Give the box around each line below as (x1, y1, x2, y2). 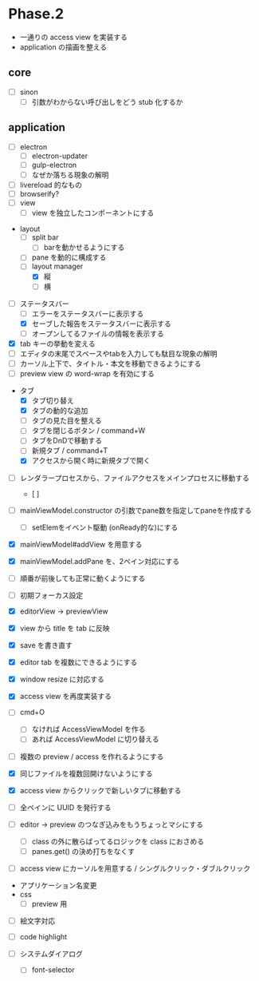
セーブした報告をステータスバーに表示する (31, 319, 171, 328)
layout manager (31, 261, 84, 272)
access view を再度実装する (19, 692, 112, 701)
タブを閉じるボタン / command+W (31, 426, 146, 435)
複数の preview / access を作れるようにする (19, 752, 164, 761)
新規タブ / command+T (31, 446, 108, 455)
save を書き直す (19, 641, 73, 650)
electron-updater (31, 151, 88, 161)
